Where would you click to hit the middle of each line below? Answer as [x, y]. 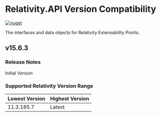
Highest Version [70, 99]
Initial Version [19, 73]
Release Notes [23, 62]
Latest [57, 107]
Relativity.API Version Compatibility [81, 9]
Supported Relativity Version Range [49, 86]
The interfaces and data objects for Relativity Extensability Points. [73, 32]
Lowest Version [27, 99]
